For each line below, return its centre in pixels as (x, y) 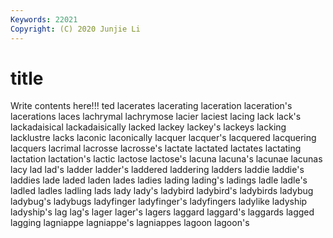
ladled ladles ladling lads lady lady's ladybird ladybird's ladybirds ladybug (162, 191)
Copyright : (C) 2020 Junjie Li (75, 29)
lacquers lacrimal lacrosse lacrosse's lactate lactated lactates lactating (156, 148)
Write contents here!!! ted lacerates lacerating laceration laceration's (151, 106)
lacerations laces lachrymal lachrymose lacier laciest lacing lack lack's (156, 117)
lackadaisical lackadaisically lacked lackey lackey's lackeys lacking (148, 127)
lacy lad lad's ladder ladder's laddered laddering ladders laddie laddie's (157, 170)
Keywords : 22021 (44, 19)
